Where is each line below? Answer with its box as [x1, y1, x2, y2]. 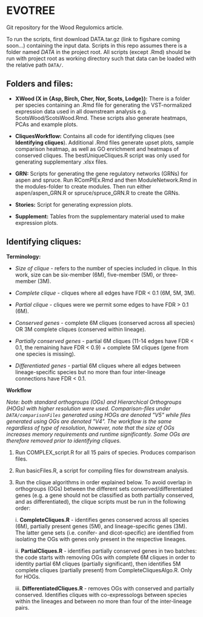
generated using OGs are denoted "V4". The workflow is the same [6, 418, 172, 425]
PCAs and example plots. [15, 121, 78, 128]
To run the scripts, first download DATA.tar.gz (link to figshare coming [6, 35, 181, 42]
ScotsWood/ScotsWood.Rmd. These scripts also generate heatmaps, [15, 114, 188, 121]
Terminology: [6, 253, 41, 260]
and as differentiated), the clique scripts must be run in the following [15, 498, 186, 505]
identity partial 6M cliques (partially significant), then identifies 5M [15, 560, 181, 567]
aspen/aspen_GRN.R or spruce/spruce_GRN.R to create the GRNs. [15, 189, 180, 196]
